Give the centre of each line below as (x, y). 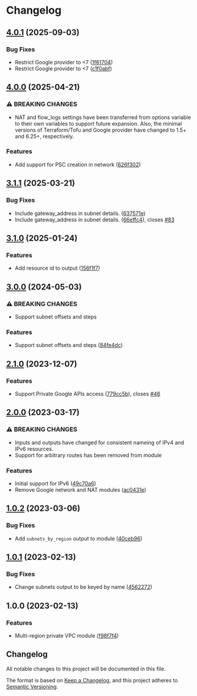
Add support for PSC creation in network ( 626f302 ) (78, 164)
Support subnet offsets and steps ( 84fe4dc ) (69, 345)
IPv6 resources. (34, 449)
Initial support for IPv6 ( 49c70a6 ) (55, 483)
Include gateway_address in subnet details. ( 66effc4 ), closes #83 (95, 219)
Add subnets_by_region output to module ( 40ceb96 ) (78, 538)
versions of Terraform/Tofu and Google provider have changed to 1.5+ (101, 130)
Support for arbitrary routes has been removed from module (88, 455)
